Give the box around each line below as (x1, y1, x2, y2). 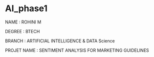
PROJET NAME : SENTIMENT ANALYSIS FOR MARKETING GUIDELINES (5, 47, 149, 53)
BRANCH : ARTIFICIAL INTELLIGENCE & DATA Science (5, 38, 115, 44)
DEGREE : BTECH (5, 28, 40, 34)
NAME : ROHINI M (5, 19, 42, 25)
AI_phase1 (5, 3, 48, 14)
